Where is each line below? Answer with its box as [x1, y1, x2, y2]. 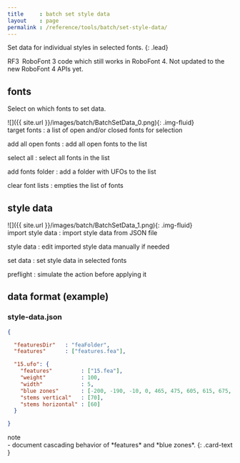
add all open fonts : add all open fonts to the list [7, 140, 148, 149]
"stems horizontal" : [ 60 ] [20, 401, 101, 408]
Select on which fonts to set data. [7, 104, 106, 113]
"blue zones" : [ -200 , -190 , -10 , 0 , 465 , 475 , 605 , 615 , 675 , [20, 387, 232, 394]
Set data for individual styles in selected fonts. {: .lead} [7, 44, 169, 52]
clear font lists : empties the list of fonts [7, 181, 124, 190]
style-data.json [7, 312, 62, 322]
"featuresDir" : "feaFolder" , [14, 341, 111, 349]
